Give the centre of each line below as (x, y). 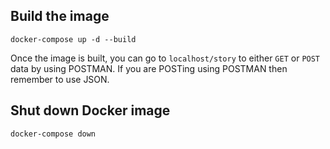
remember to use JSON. (60, 79)
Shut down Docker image (90, 110)
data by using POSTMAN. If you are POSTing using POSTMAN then (149, 68)
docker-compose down (53, 134)
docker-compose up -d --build (73, 39)
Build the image (60, 16)
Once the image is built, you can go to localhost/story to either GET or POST (165, 58)
